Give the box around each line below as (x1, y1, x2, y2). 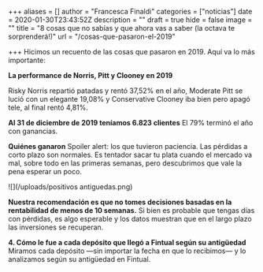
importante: (8, 55, 46, 65)
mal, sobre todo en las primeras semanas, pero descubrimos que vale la (8, 158, 243, 168)
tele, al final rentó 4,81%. (8, 102, 89, 112)
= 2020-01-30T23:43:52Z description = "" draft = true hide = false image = (8, 15, 253, 24)
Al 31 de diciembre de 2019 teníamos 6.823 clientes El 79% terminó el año (8, 118, 254, 127)
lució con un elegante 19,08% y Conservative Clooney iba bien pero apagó (8, 95, 250, 103)
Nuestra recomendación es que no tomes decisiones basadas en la (8, 197, 232, 207)
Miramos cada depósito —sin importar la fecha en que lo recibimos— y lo (8, 246, 246, 255)
